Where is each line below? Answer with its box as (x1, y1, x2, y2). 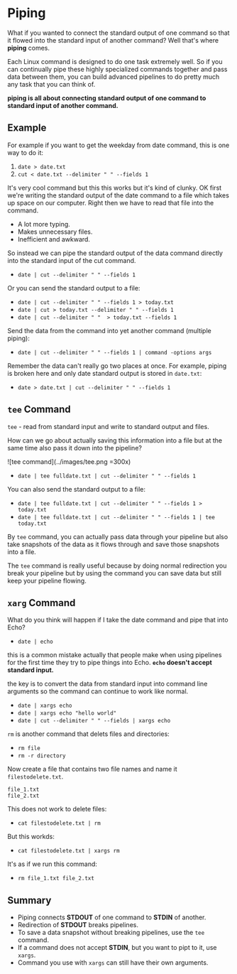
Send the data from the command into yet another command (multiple (7, 326, 211, 335)
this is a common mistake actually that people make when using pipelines (7, 651, 222, 659)
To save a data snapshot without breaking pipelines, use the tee (17, 929, 205, 937)
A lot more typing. (17, 220, 71, 228)
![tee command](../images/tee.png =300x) (7, 457, 131, 466)
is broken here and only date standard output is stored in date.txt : (7, 369, 202, 377)
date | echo (17, 638, 53, 646)
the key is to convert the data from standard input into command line (7, 680, 208, 688)
